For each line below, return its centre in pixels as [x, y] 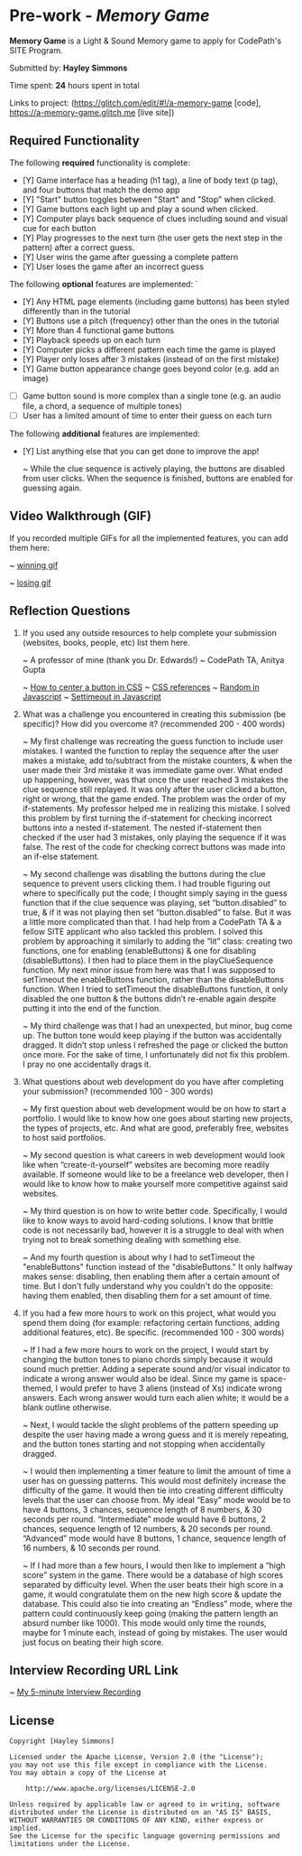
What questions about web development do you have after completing [153, 1081]
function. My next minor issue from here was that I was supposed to [149, 970]
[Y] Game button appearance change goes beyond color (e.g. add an [151, 368]
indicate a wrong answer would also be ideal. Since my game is [140, 1378]
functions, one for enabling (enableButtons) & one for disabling [139, 950]
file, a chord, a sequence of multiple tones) [102, 406]
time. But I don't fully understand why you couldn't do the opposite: [147, 1286]
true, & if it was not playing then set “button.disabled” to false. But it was [157, 912]
